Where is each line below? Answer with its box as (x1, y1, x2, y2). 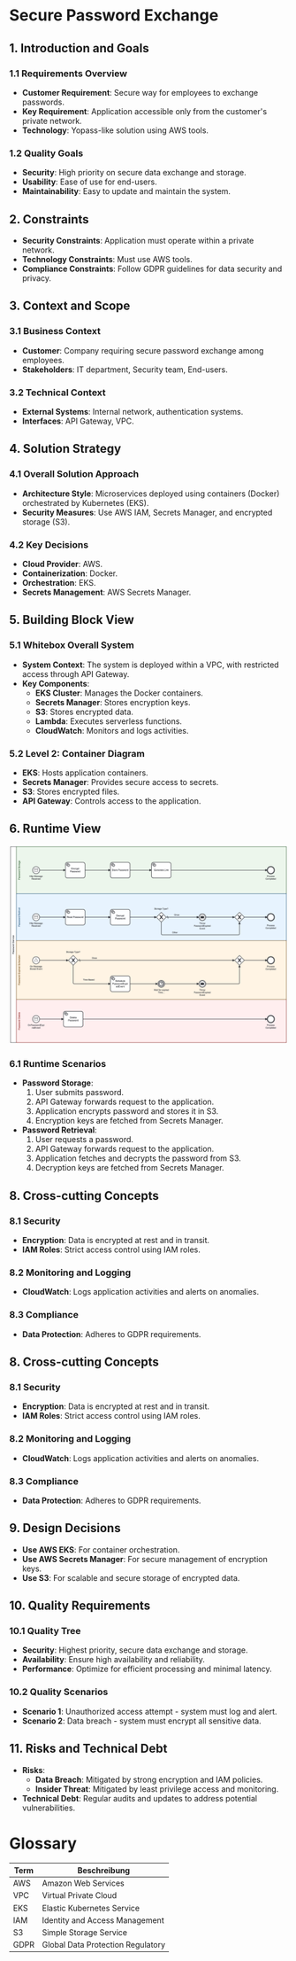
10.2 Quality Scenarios (9, 1685, 109, 1698)
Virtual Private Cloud (42, 1890, 118, 1901)
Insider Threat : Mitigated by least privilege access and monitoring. (34, 1783, 279, 1794)
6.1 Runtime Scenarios (9, 1057, 107, 1070)
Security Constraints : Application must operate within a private (21, 235, 254, 245)
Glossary (9, 1833, 78, 1853)
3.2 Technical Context (9, 386, 106, 399)
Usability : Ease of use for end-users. (21, 176, 157, 187)
